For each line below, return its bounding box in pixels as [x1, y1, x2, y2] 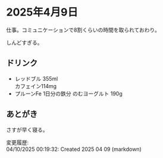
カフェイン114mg [14, 82, 57, 89]
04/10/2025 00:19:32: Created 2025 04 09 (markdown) [6, 145, 142, 153]
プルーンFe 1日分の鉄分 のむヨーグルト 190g [14, 90, 123, 97]
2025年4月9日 [6, 5, 79, 19]
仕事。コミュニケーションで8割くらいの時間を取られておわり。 [6, 26, 161, 33]
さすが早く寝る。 [6, 126, 48, 133]
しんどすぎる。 [6, 39, 43, 46]
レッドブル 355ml [14, 75, 58, 82]
